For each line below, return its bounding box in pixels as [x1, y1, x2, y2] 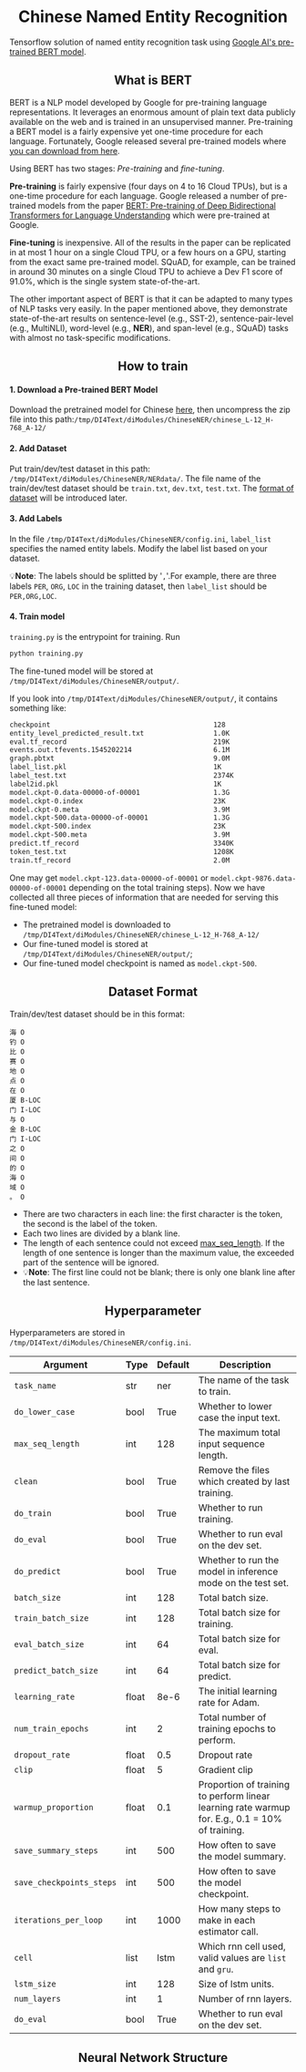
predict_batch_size [14, 1665, 98, 1676]
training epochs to [198, 1723, 276, 1736]
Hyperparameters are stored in [9, 1327, 126, 1338]
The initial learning [198, 1685, 278, 1697]
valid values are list [198, 1952, 287, 1964]
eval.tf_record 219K [9, 737, 230, 747]
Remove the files [198, 1464, 270, 1477]
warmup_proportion [14, 1802, 94, 1813]
